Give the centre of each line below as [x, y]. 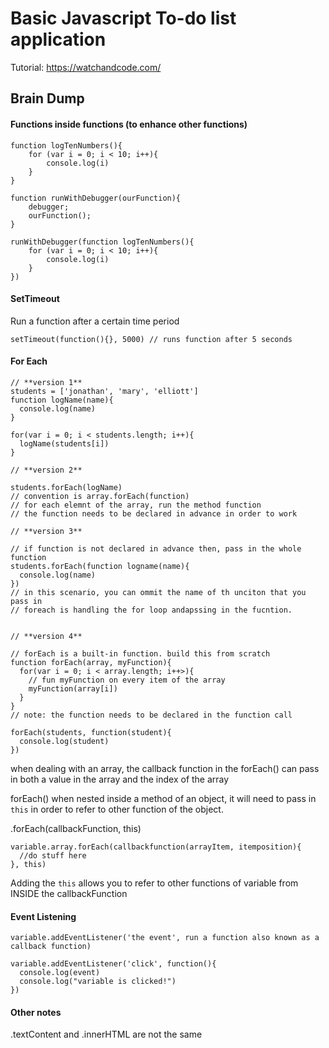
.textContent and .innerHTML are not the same [106, 1034]
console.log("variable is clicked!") [98, 982]
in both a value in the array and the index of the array [120, 779]
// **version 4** [46, 636]
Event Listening [43, 916]
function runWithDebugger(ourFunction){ [96, 198]
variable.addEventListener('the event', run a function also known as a [165, 938]
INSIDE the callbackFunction [69, 893]
